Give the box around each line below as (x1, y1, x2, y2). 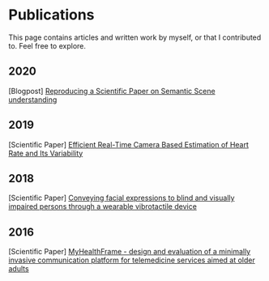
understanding (8, 95, 58, 104)
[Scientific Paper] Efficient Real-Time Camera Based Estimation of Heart (8, 139, 250, 149)
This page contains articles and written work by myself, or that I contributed (8, 32, 262, 42)
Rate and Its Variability (8, 148, 83, 158)
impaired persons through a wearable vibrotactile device (8, 202, 197, 211)
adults (8, 264, 30, 274)
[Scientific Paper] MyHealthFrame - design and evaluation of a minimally (8, 247, 251, 257)
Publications (8, 6, 95, 24)
